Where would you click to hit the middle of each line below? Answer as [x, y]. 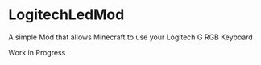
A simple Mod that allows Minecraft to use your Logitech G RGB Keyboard [131, 37]
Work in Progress [37, 52]
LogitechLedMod [66, 15]
